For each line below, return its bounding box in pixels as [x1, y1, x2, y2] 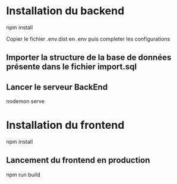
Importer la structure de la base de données [6, 52, 172, 63]
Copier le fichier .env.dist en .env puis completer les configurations [6, 35, 170, 42]
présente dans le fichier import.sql [6, 62, 137, 72]
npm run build [6, 171, 40, 178]
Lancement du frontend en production [6, 156, 150, 166]
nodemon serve [6, 98, 45, 105]
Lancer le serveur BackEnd [6, 82, 108, 92]
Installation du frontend [6, 119, 125, 132]
